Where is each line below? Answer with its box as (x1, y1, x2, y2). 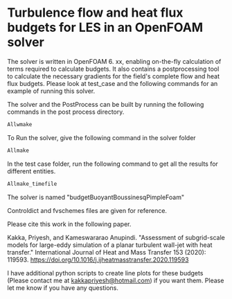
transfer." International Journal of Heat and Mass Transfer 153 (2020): (7, 248, 206, 256)
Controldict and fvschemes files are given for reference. (7, 206, 168, 214)
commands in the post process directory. (7, 108, 125, 116)
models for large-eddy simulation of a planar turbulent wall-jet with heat (7, 241, 213, 249)
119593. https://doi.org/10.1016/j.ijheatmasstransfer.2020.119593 (7, 255, 189, 264)
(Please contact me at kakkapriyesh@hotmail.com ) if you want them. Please (7, 276, 224, 284)
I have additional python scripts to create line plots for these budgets (7, 268, 204, 277)
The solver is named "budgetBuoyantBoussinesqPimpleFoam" (7, 193, 185, 201)
